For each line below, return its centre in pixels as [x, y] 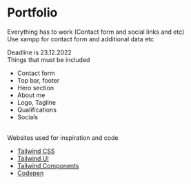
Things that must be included [49, 59]
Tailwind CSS [36, 151]
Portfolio [32, 13]
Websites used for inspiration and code [63, 137]
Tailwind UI [33, 158]
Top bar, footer [38, 80]
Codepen [30, 173]
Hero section [35, 88]
